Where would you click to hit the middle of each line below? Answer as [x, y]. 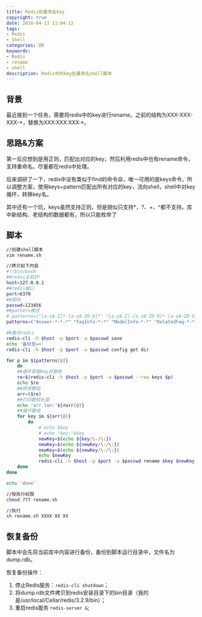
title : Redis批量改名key [35, 12]
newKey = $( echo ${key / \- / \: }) [75, 439]
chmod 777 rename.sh [32, 500]
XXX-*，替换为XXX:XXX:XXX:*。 [48, 122]
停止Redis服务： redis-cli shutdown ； [62, 585]
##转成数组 [29, 388]
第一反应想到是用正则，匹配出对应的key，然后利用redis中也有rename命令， [100, 159]
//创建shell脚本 [25, 250]
